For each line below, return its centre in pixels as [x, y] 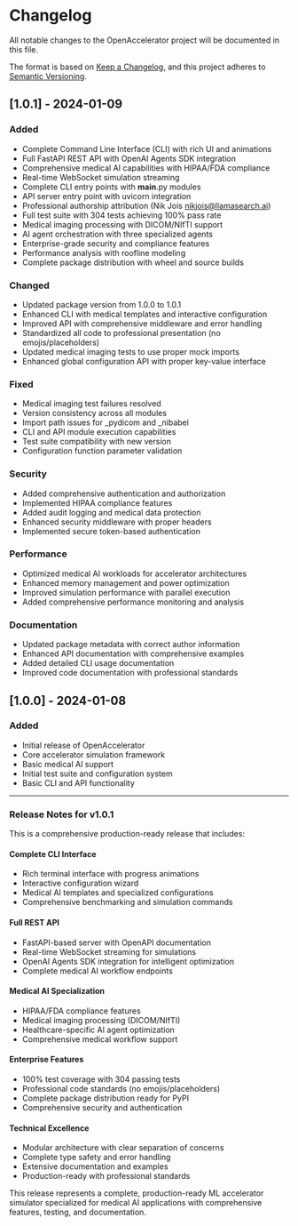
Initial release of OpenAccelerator [83, 745]
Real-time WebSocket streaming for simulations [109, 951]
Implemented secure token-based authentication [111, 531]
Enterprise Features [47, 1060]
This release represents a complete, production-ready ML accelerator [137, 1193]
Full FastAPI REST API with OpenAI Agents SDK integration [129, 158]
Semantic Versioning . [48, 76]
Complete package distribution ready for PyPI [105, 1098]
